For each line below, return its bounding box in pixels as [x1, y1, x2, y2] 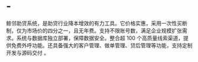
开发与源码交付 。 [6, 49, 49, 56]
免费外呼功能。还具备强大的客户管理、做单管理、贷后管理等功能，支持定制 [11, 41, 193, 49]
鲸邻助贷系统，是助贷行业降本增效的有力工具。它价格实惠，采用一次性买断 [6, 19, 187, 27]
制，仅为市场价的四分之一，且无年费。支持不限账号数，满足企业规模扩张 [6, 27, 182, 34]
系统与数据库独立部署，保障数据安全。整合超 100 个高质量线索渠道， [16, 34, 184, 41]
